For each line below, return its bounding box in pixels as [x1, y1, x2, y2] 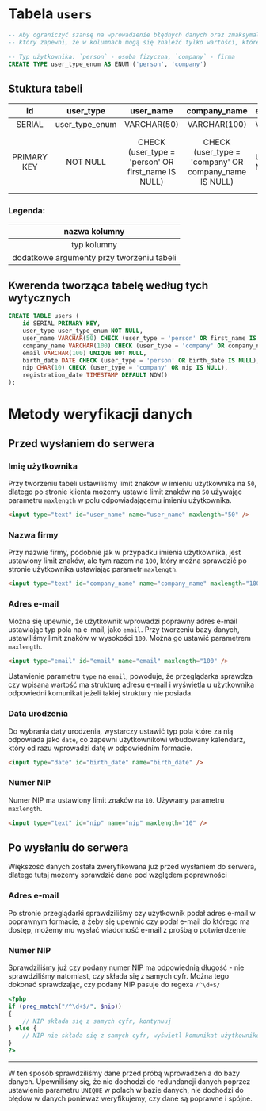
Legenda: [8, 205, 46, 216]
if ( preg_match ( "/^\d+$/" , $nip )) [8, 1002, 123, 1010]
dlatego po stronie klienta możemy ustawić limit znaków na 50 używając [8, 487, 243, 496]
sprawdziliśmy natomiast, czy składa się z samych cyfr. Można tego [8, 971, 230, 980]
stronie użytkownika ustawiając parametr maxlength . [8, 565, 178, 574]
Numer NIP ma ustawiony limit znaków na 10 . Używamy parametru [8, 795, 225, 805]
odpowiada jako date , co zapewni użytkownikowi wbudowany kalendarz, [8, 734, 245, 744]
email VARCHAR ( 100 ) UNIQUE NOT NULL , [22, 349, 147, 357]
